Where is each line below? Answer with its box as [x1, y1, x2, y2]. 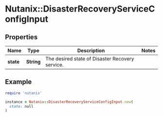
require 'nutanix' [5, 90, 42, 95]
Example [5, 78, 32, 86]
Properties [5, 33, 38, 41]
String [26, 58, 41, 65]
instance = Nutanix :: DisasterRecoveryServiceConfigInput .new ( [5, 99, 133, 104]
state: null [9, 104, 34, 109]
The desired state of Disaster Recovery [45, 56, 134, 62]
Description [77, 47, 105, 54]
